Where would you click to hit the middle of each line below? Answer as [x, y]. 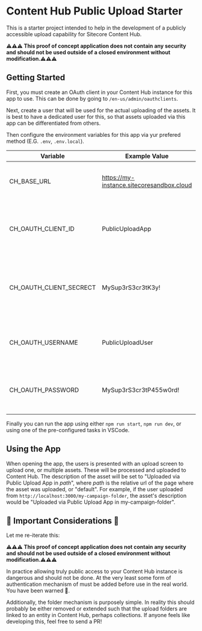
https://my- [118, 177]
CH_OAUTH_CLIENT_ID [42, 228]
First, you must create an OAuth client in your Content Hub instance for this [99, 92]
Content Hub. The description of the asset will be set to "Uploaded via [93, 476]
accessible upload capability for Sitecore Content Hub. [74, 34]
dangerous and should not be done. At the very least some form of [89, 578]
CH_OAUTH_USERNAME [44, 342]
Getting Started [36, 77]
